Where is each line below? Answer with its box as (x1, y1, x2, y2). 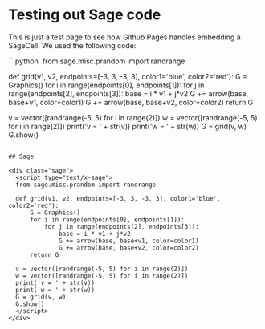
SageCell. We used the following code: (8, 40, 137, 50)
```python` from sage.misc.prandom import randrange (8, 56, 185, 66)
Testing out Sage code (8, 6, 161, 24)
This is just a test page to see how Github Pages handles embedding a (8, 32, 241, 42)
